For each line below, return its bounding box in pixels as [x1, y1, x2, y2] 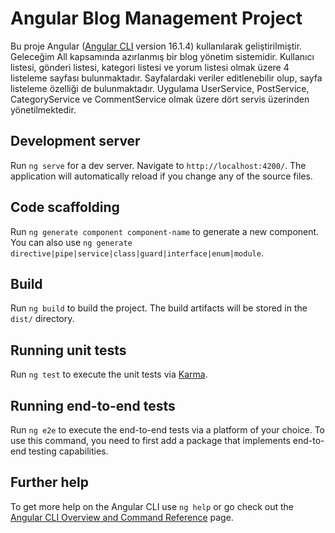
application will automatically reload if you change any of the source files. [10, 170, 313, 182]
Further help [10, 474, 90, 491]
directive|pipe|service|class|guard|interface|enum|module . [10, 247, 264, 259]
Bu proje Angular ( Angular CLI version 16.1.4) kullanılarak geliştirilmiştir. [10, 40, 303, 52]
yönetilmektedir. [10, 103, 77, 116]
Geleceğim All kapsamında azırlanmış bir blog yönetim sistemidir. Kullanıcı [10, 50, 315, 62]
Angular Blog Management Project [10, 7, 303, 30]
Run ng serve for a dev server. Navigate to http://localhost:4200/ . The [10, 159, 307, 171]
